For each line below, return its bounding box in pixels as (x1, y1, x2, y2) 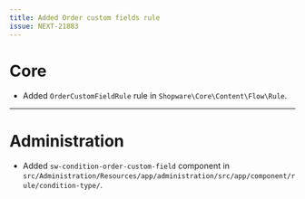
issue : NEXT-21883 (9, 22, 79, 31)
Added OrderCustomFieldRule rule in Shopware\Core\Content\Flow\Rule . (22, 90, 288, 101)
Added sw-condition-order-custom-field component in (22, 160, 230, 172)
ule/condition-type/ (22, 182, 101, 191)
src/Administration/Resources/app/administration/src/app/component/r (22, 172, 296, 181)
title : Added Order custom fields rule (9, 13, 161, 23)
